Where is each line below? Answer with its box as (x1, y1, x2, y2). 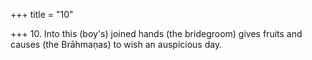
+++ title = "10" (10, 9, 74, 20)
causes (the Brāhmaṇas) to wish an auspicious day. (10, 39, 223, 50)
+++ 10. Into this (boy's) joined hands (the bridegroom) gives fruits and (10, 28, 303, 39)
